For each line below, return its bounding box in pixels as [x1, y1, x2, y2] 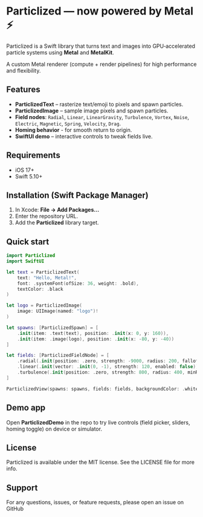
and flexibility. [6, 67, 41, 74]
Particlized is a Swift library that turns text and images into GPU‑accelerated [6, 42, 195, 50]
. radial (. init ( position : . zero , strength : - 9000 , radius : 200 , [17, 358, 180, 364]
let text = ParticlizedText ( [6, 269, 80, 275]
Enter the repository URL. [14, 213, 79, 220]
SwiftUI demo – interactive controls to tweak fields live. [14, 132, 153, 140]
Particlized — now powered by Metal [6, 4, 194, 18]
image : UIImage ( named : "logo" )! [17, 308, 98, 314]
